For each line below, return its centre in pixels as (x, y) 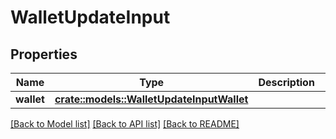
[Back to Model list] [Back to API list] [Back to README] (125, 124)
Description (286, 82)
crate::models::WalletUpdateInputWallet (151, 99)
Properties (44, 54)
